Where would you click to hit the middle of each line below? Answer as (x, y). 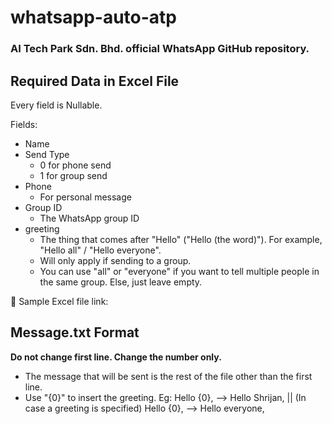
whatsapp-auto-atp (93, 17)
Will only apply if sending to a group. (115, 260)
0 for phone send (75, 165)
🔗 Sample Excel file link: (59, 301)
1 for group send (73, 175)
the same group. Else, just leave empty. (121, 282)
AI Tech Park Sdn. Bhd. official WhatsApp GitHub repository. (160, 49)
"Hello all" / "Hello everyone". (100, 250)
